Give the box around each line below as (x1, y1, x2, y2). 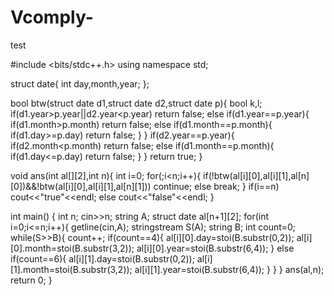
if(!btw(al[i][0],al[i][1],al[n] (203, 169, 310, 181)
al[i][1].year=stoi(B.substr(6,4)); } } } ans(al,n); (134, 263, 325, 275)
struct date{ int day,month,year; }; (10, 77, 150, 90)
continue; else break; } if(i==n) (153, 180, 280, 192)
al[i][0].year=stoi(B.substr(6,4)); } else (136, 242, 295, 254)
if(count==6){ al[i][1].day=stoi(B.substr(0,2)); (10, 252, 195, 265)
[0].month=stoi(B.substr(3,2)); (10, 242, 135, 254)
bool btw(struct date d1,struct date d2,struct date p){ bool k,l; (10, 97, 263, 109)
